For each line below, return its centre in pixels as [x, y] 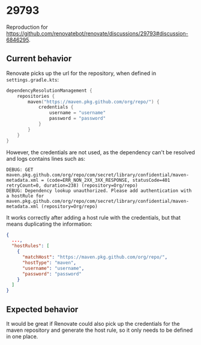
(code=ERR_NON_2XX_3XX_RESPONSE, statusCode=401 [108, 180]
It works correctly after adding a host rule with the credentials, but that [94, 217]
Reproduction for [27, 27]
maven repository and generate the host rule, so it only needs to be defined [100, 330]
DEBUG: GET [20, 169]
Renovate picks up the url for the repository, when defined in [81, 73]
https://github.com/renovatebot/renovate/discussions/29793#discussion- [97, 33]
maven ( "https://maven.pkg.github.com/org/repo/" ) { [94, 102]
